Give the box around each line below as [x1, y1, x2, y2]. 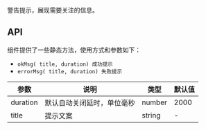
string [141, 110, 161, 120]
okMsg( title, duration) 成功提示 [17, 61, 113, 68]
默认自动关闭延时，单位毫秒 [44, 98, 135, 107]
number [141, 98, 168, 107]
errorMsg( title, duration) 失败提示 [17, 68, 123, 75]
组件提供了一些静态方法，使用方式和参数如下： [7, 46, 141, 54]
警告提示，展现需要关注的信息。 [7, 6, 98, 14]
